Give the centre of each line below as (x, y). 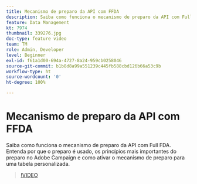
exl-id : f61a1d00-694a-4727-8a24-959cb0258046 (64, 60)
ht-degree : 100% (26, 83)
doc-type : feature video (36, 39)
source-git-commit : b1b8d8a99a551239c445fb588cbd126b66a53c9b (84, 66)
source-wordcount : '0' (34, 77)
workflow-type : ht (28, 71)
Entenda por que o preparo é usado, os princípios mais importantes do (91, 151)
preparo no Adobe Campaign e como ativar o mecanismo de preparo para (95, 157)
